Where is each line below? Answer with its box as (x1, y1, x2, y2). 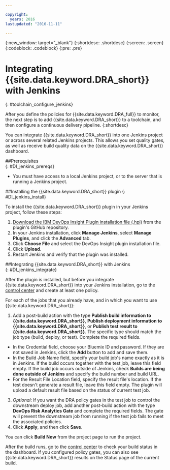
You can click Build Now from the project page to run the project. (5, 434, 142, 440)
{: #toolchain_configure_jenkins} (5, 101, 74, 107)
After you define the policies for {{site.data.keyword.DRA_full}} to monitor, (5, 111, 160, 118)
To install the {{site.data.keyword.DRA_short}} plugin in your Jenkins (5, 204, 149, 210)
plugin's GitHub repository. (12, 224, 69, 230)
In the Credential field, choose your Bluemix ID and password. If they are (12, 344, 164, 350)
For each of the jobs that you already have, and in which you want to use (5, 297, 157, 303)
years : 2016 (10, 16, 36, 22)
